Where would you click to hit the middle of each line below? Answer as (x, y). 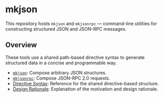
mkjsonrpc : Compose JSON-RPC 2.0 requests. (61, 78)
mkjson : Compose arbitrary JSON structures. (59, 72)
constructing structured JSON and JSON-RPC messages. (66, 29)
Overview (21, 45)
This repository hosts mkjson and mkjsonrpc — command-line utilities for (81, 23)
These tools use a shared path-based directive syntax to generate (75, 57)
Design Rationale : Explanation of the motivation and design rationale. (85, 89)
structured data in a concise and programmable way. (61, 63)
